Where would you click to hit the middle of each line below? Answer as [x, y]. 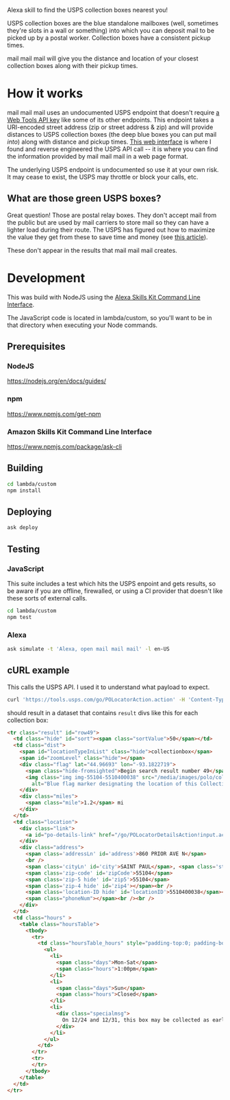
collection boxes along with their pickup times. [73, 66]
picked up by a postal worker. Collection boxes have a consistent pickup [109, 38]
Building [25, 468]
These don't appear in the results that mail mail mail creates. [92, 250]
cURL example [38, 670]
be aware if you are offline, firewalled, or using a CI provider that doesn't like [115, 591]
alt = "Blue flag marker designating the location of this [114, 784]
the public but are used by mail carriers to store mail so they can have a [108, 222]
